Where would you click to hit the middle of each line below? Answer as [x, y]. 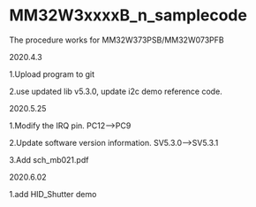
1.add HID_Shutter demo [53, 194]
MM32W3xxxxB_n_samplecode [128, 15]
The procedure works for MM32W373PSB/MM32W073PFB [117, 40]
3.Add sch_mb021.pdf [49, 159]
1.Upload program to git [52, 74]
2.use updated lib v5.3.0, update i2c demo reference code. [116, 91]
